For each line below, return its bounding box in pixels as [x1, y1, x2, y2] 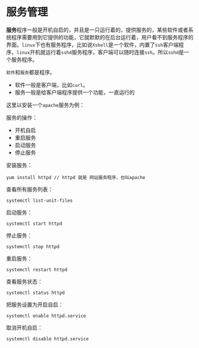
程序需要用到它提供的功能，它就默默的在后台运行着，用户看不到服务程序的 [11, 33, 194, 40]
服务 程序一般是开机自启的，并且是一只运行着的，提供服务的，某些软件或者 [6, 26, 188, 33]
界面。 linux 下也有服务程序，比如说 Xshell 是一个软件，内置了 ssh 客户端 [6, 41, 179, 48]
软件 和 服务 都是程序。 [6, 68, 55, 76]
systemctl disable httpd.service [6, 336, 89, 342]
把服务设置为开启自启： [6, 301, 64, 308]
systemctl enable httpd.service [6, 313, 86, 319]
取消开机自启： [6, 324, 43, 331]
